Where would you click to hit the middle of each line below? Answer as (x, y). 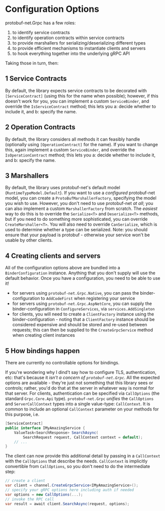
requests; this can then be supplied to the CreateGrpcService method (82, 330)
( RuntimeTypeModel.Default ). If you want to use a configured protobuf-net (80, 193)
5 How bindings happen (43, 351)
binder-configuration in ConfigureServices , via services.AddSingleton (83, 309)
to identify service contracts (41, 32)
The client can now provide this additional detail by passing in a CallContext (83, 456)
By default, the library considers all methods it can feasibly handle (73, 139)
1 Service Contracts (36, 78)
